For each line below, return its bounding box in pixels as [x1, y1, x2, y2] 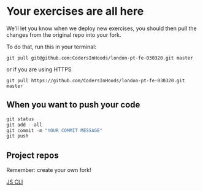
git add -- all [6, 122, 43, 128]
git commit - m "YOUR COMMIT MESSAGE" [6, 127, 103, 133]
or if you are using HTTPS [6, 66, 72, 73]
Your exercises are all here [6, 4, 144, 18]
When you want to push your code [6, 99, 140, 110]
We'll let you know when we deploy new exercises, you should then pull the [6, 25, 197, 32]
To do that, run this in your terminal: [6, 43, 97, 50]
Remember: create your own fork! [6, 166, 92, 174]
